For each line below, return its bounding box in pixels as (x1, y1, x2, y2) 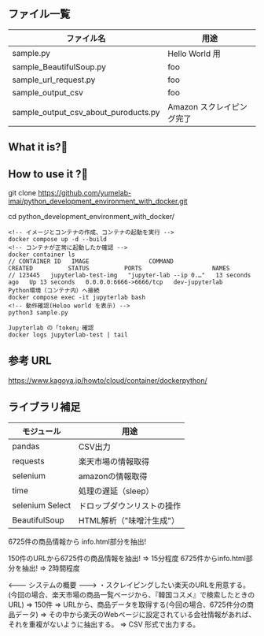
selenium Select (12, 500, 71, 511)
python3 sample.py (8, 309, 68, 317)
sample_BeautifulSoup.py (12, 61, 106, 73)
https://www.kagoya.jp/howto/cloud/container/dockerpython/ (8, 375, 208, 385)
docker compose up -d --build (8, 236, 108, 244)
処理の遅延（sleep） (78, 485, 155, 497)
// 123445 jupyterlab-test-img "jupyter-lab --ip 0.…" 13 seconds (8, 271, 251, 280)
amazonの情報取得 (78, 470, 148, 482)
